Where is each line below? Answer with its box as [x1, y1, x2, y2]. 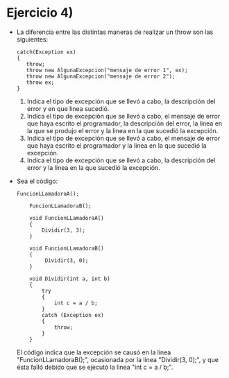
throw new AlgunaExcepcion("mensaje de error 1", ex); [26, 67, 188, 74]
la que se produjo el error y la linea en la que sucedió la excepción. [26, 126, 219, 135]
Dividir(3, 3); [42, 227, 86, 234]
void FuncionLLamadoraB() [29, 245, 105, 252]
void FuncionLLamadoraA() [29, 214, 105, 221]
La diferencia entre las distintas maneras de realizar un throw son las [16, 28, 214, 36]
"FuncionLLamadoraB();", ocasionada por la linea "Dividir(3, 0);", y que [16, 355, 219, 363]
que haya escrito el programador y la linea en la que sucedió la [26, 141, 207, 150]
